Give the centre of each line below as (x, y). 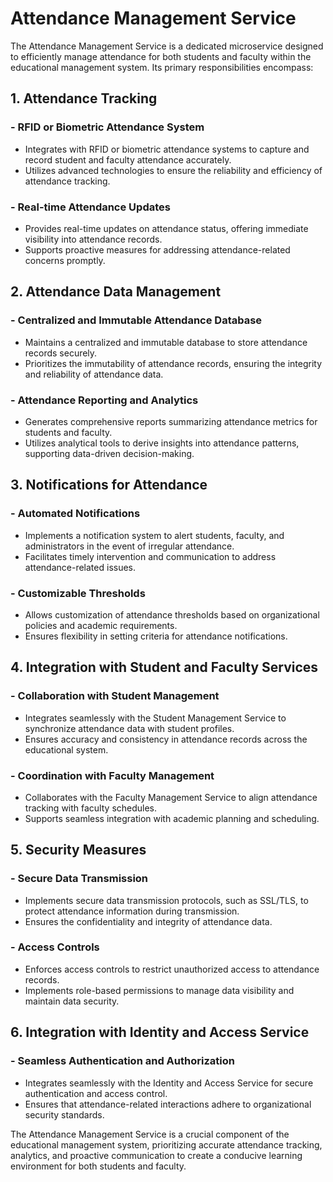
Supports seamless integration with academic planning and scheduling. (172, 818)
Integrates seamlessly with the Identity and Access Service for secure (169, 1083)
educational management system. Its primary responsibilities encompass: (162, 67)
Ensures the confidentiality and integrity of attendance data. (148, 921)
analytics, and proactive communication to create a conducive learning (156, 1155)
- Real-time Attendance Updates (90, 207)
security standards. (64, 1114)
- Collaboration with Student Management (115, 696)
